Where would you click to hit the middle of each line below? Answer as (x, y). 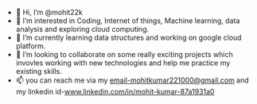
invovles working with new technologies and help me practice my (123, 63)
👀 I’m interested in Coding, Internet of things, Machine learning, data (128, 21)
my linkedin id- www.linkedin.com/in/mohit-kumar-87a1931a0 (115, 92)
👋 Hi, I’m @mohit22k (49, 12)
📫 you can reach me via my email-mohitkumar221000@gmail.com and (132, 80)
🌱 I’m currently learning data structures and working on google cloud (128, 37)
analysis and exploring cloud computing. (82, 29)
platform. (31, 46)
